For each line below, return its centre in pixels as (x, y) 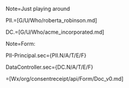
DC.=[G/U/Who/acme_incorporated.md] (55, 32)
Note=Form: (20, 44)
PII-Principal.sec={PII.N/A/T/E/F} (46, 55)
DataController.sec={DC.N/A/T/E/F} (49, 67)
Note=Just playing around (38, 9)
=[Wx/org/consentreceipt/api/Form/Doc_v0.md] (64, 79)
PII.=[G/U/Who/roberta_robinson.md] (51, 20)
